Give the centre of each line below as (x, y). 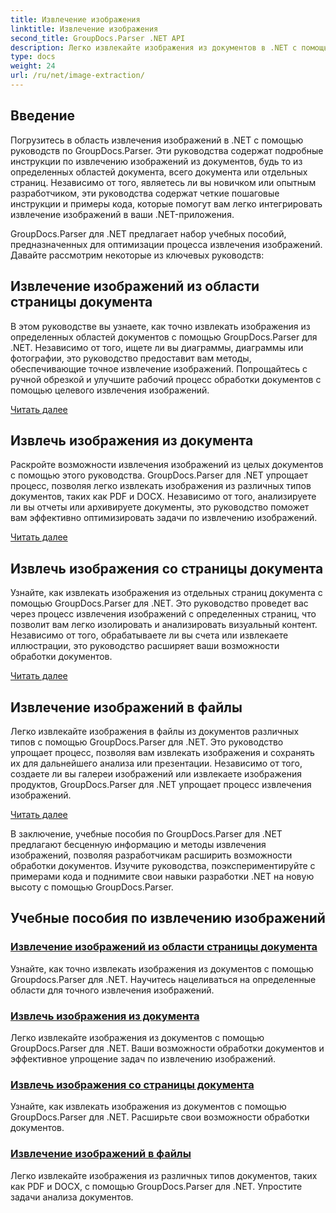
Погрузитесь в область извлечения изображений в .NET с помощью (157, 140)
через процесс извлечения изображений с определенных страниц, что (163, 614)
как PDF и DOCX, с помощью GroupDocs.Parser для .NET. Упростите (156, 1186)
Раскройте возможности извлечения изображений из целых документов (167, 465)
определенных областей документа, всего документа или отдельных (159, 172)
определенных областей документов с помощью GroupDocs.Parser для (164, 337)
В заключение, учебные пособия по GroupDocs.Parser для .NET (146, 833)
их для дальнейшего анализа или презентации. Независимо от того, (156, 763)
